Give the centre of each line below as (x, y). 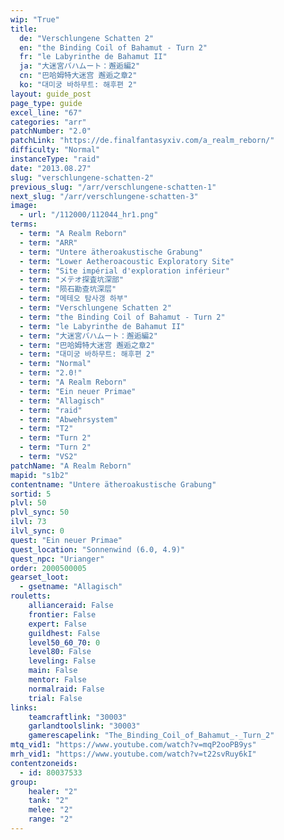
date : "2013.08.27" (51, 168)
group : (24, 782)
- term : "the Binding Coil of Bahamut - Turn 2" (122, 317)
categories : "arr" (48, 122)
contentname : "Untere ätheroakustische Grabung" (113, 484)
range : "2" (51, 819)
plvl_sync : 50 (40, 512)
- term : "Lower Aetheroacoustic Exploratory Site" (127, 261)
